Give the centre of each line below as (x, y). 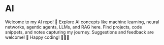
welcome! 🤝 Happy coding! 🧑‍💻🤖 (37, 37)
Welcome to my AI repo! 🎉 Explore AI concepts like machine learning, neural (82, 22)
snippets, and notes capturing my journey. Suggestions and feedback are (80, 32)
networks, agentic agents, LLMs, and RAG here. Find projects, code (74, 27)
